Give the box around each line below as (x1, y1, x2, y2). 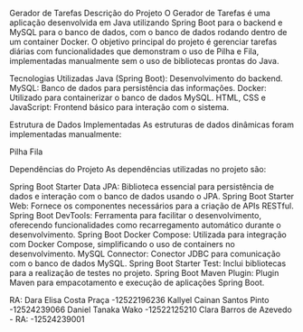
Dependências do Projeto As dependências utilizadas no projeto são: (9, 164, 267, 174)
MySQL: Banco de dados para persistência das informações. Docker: (9, 83, 267, 93)
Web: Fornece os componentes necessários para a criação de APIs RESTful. (9, 200, 294, 211)
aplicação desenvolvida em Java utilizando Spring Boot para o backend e (9, 17, 283, 28)
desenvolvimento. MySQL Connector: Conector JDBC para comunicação (9, 248, 281, 259)
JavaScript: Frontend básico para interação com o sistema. (9, 102, 230, 112)
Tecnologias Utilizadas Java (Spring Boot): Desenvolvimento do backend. (9, 73, 283, 84)
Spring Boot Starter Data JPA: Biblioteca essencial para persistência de (9, 181, 274, 192)
